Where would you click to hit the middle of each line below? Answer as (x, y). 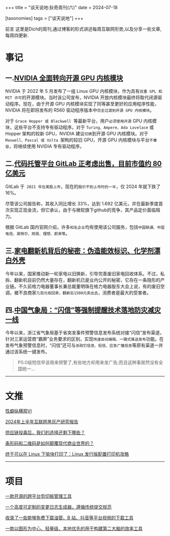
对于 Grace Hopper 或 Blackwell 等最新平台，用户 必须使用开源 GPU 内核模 (81, 121)
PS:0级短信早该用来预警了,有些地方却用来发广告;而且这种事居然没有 (88, 363)
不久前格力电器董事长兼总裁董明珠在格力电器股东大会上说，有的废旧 (89, 286)
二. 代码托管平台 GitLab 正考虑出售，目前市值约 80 (83, 164)
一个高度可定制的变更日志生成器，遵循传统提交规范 (58, 507)
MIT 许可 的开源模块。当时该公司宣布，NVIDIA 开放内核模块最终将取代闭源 (81, 97)
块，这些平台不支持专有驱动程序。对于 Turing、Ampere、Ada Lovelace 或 (80, 127)
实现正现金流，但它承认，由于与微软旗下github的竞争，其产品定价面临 (82, 210)
